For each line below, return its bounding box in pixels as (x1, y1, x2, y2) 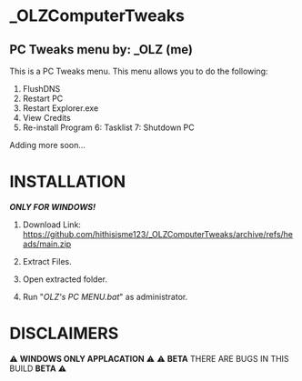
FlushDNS (22, 84, 61, 94)
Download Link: (22, 219, 82, 230)
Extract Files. (22, 256, 72, 266)
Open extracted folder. (22, 274, 107, 285)
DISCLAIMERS (9, 324, 119, 344)
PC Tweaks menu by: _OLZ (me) (9, 42, 194, 57)
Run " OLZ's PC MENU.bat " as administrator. (22, 291, 188, 302)
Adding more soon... (9, 140, 86, 150)
